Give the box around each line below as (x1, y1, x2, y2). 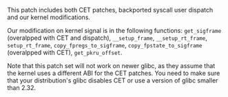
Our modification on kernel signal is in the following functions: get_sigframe (7, 27, 222, 34)
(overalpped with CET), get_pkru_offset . (7, 48, 123, 56)
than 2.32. (7, 84, 37, 91)
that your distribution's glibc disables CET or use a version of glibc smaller (7, 76, 218, 85)
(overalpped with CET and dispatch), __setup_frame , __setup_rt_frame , (7, 34, 208, 42)
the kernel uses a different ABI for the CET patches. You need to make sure (7, 69, 220, 77)
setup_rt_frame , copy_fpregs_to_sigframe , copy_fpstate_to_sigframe (7, 41, 203, 49)
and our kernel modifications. (7, 13, 91, 21)
